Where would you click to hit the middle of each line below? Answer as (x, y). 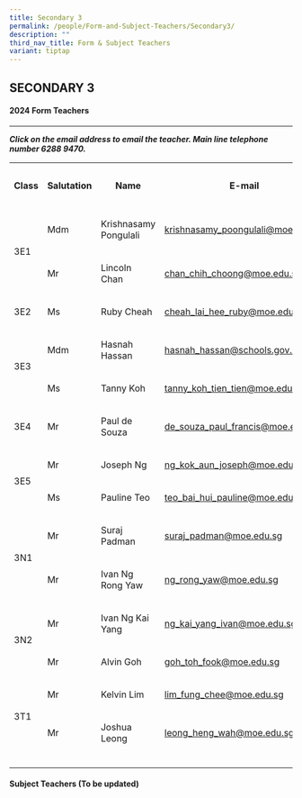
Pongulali (120, 235)
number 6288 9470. (48, 149)
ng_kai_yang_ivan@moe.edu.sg (231, 623)
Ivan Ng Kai (125, 618)
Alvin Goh (121, 661)
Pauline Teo (125, 497)
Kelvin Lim (122, 694)
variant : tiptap (40, 51)
